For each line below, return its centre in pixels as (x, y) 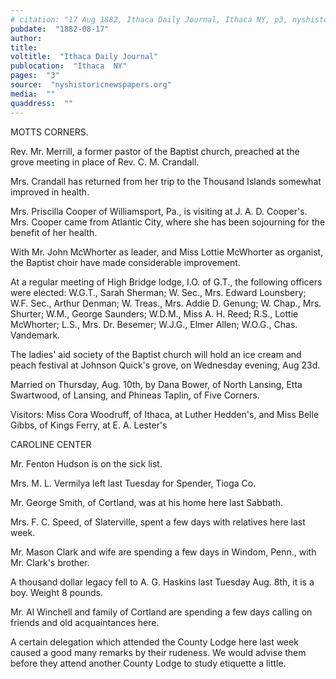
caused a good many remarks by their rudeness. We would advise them (158, 652)
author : (26, 38)
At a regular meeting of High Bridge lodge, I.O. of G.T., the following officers (166, 282)
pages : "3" (35, 76)
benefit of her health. (54, 232)
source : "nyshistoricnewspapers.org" (91, 85)
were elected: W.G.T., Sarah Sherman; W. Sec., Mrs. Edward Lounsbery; (158, 292)
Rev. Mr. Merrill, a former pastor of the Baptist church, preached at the (155, 151)
